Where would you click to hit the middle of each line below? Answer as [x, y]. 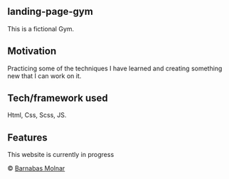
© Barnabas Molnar [36, 168]
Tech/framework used [58, 98]
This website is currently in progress [61, 155]
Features [27, 137]
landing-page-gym [50, 12]
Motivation [32, 51]
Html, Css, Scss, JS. [37, 115]
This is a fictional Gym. [41, 28]
